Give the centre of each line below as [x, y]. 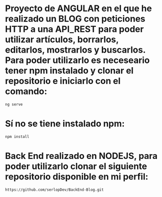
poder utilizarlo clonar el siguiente [76, 167]
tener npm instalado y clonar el [69, 71]
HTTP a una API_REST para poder [74, 29]
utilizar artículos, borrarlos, [62, 40]
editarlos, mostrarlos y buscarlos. [75, 50]
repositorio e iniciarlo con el [63, 81]
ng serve [14, 104]
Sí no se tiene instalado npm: [65, 124]
